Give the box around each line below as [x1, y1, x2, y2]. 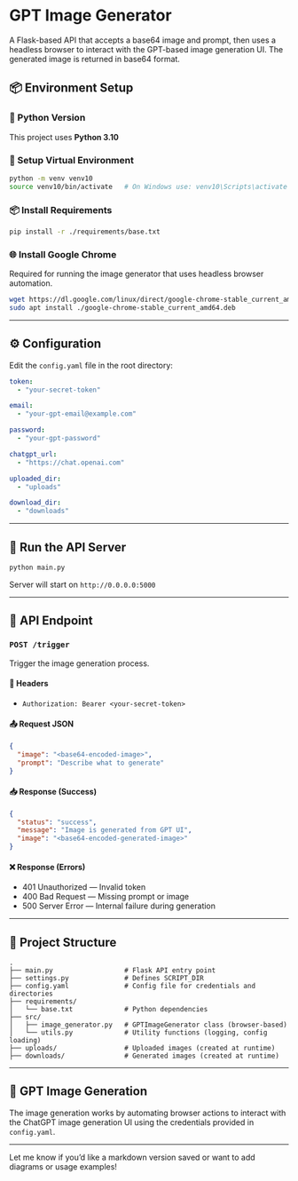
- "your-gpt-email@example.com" [17, 409, 137, 418]
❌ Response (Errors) [9, 861, 86, 872]
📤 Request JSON [9, 718, 74, 729]
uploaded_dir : [9, 474, 62, 483]
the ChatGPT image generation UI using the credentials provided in [9, 1116, 255, 1128]
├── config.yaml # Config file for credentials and [9, 982, 255, 991]
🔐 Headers [9, 678, 49, 689]
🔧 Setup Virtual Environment [9, 154, 135, 166]
